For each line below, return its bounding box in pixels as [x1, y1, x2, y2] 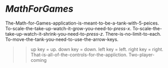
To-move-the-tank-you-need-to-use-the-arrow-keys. [5, 36, 119, 42]
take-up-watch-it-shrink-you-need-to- [5, 31, 87, 37]
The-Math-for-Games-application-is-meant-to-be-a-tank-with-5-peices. [5, 20, 159, 26]
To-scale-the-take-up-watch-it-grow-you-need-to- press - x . [5, 25, 132, 31]
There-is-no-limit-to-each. [105, 31, 161, 37]
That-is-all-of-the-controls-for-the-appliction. [30, 52, 128, 58]
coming [30, 57, 47, 63]
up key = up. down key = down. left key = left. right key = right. [30, 46, 164, 52]
